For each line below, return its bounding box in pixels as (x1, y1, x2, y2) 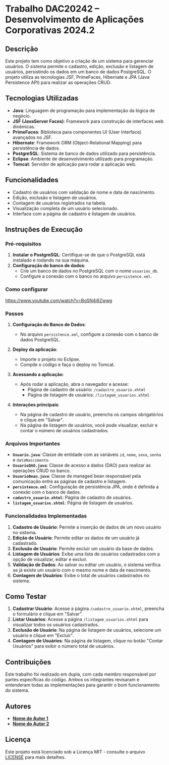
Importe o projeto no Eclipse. (20, 356, 81, 362)
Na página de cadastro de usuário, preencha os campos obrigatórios (20, 411, 163, 417)
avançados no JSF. (12, 134, 53, 140)
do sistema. (5, 687, 29, 693)
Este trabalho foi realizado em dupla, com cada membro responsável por (5, 671, 156, 677)
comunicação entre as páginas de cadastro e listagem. (12, 478, 127, 485)
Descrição (5, 44, 38, 53)
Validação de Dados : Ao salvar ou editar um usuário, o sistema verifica (12, 562, 161, 568)
